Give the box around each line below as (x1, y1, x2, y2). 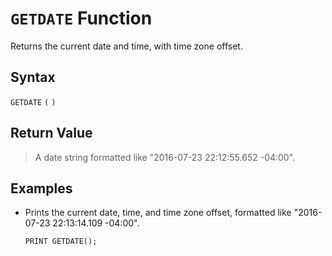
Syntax (10, 69, 56, 86)
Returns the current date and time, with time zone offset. (10, 40, 243, 52)
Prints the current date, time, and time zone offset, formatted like (24, 207, 292, 219)
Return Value (10, 125, 93, 142)
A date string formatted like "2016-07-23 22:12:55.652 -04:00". (34, 151, 296, 163)
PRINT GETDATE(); (24, 237, 98, 247)
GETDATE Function (10, 7, 153, 30)
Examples (10, 180, 73, 197)
